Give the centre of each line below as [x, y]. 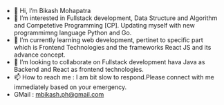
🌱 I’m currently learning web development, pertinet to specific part [109, 40]
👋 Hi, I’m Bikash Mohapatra [52, 11]
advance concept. [39, 55]
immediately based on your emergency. [70, 87]
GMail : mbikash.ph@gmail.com [59, 94]
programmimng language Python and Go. [73, 32]
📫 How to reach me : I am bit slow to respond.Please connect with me [114, 77]
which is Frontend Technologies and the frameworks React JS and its [112, 47]
